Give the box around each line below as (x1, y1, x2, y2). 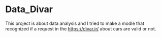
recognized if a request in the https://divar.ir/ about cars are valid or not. (5, 25, 156, 31)
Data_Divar (5, 4, 53, 15)
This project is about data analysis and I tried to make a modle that (5, 20, 145, 26)
